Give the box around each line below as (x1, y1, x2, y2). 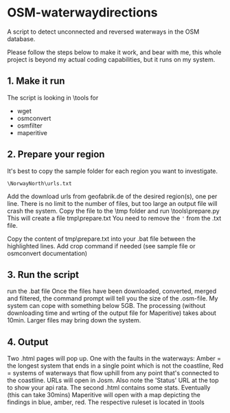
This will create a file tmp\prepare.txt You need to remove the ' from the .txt (7, 214, 222, 222)
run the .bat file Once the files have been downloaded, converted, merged (7, 287, 217, 296)
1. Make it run (7, 75, 65, 87)
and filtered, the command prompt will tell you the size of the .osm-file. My (7, 294, 218, 303)
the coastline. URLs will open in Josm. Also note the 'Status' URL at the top (7, 376, 219, 385)
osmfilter (16, 121, 43, 130)
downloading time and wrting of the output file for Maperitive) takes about (7, 309, 216, 317)
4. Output (7, 336, 49, 348)
